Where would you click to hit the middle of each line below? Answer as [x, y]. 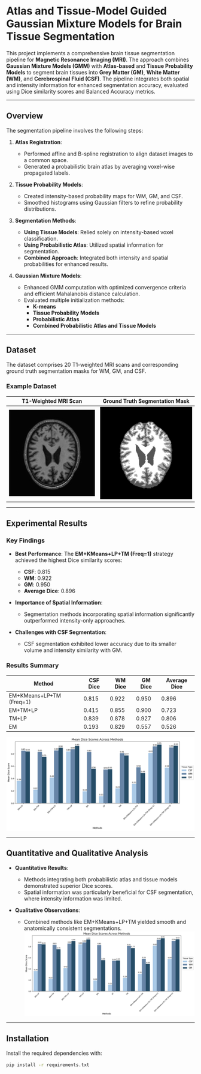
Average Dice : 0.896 [50, 591]
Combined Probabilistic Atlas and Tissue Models [95, 325]
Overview [25, 116]
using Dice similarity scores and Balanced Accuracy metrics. [81, 91]
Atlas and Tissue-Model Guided [87, 11]
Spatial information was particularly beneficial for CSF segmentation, [109, 892]
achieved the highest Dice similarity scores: [68, 560]
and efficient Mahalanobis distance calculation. [82, 294]
